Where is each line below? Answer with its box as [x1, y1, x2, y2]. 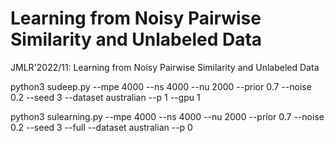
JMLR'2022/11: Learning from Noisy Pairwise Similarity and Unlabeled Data [10, 61, 320, 73]
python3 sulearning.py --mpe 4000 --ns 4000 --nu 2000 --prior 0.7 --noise [10, 110, 325, 122]
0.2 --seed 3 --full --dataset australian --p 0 [10, 121, 193, 133]
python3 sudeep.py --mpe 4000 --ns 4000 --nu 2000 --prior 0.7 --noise [10, 80, 312, 92]
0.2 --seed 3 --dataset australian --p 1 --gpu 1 [10, 91, 201, 103]
